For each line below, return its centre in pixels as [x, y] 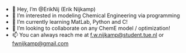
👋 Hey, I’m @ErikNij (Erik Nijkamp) [54, 9]
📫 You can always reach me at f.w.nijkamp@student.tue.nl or [88, 35]
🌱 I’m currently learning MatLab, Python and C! [70, 22]
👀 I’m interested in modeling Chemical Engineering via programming [96, 15]
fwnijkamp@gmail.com [40, 43]
